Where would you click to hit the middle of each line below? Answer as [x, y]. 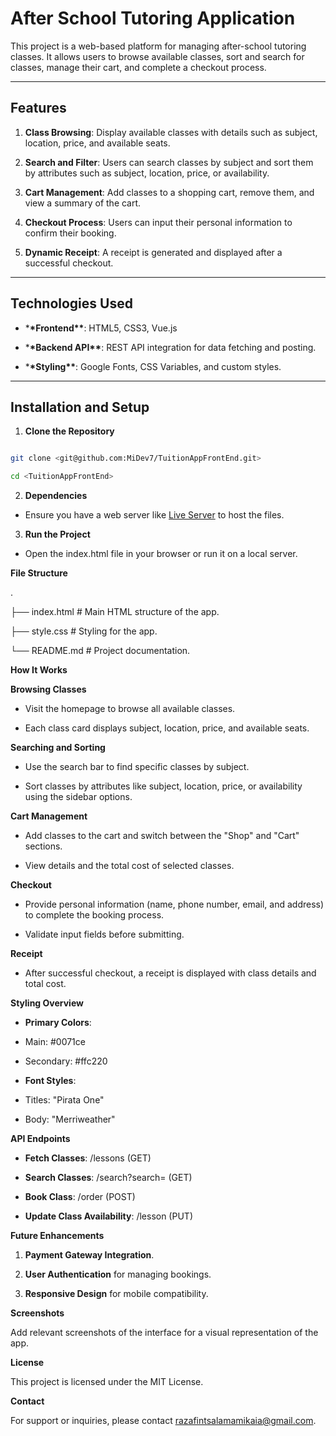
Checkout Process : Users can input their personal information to [158, 222]
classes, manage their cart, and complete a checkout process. [138, 67]
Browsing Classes [48, 689]
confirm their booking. [70, 233]
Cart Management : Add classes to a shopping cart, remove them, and [169, 192]
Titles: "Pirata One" [64, 1100]
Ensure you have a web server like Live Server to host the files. [154, 515]
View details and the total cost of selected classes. [129, 866]
